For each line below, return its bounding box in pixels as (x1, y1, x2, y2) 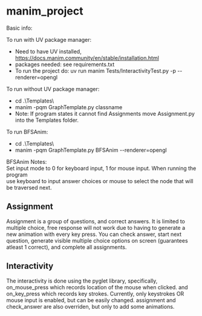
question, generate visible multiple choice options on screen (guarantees (6, 237, 189, 244)
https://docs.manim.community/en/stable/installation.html (15, 54, 159, 61)
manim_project (6, 4, 83, 18)
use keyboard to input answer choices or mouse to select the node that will (6, 177, 194, 184)
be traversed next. (6, 184, 52, 191)
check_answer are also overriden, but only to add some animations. (6, 303, 175, 310)
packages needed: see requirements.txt (15, 61, 115, 68)
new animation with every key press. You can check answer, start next (6, 230, 182, 238)
